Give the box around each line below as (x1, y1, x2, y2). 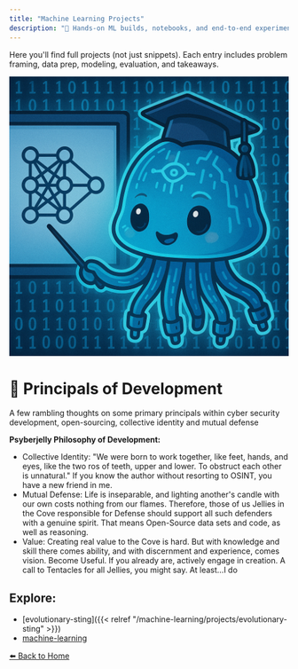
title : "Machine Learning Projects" (9, 14, 145, 23)
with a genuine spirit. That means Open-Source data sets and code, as (21, 517, 281, 528)
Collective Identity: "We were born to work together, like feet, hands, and (21, 452, 288, 462)
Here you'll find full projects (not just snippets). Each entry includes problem (9, 49, 288, 59)
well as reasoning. (21, 527, 89, 538)
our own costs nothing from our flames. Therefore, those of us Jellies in (21, 499, 286, 509)
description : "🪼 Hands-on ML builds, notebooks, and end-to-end (9, 23, 252, 33)
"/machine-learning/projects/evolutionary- (132, 614, 288, 625)
